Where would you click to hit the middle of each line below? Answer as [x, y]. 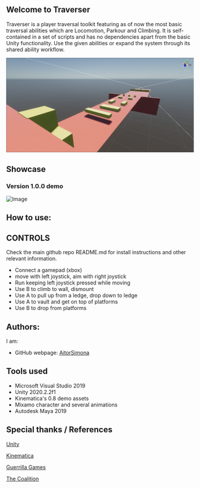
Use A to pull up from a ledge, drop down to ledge [76, 295]
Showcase [26, 169]
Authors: [23, 327]
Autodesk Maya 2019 [40, 411]
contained [18, 37]
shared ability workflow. [35, 49]
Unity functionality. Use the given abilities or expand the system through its [98, 43]
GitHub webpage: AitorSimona [52, 352]
